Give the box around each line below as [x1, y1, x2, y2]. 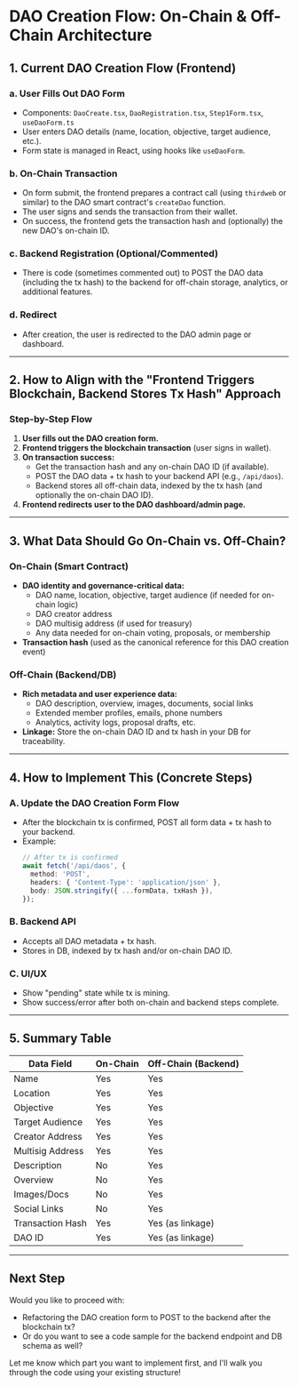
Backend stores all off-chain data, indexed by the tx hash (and [35, 480, 263, 491]
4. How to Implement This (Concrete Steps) [9, 770, 253, 785]
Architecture [57, 25, 153, 45]
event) [21, 646, 46, 657]
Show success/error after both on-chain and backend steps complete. [21, 997, 279, 1007]
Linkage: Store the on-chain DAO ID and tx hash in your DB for [21, 726, 251, 737]
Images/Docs [13, 1188, 69, 1200]
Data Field [27, 1057, 73, 1070]
